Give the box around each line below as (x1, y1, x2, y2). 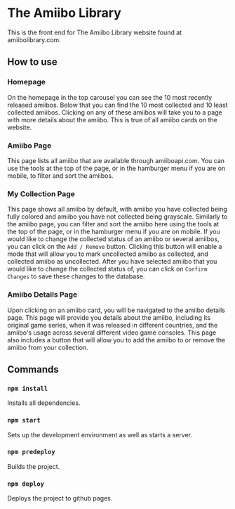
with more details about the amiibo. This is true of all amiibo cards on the (7, 115, 217, 124)
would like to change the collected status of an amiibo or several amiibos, (7, 235, 220, 243)
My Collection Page (7, 188, 75, 198)
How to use (7, 56, 58, 68)
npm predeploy (7, 448, 55, 456)
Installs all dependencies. (7, 399, 81, 407)
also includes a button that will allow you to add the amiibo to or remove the (7, 335, 226, 344)
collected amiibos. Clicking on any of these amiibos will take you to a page (7, 108, 222, 117)
